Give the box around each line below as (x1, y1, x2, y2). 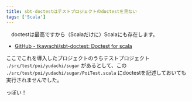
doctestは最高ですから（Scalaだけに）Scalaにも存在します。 (11, 30, 158, 38)
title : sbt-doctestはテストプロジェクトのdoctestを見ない (6, 8, 138, 15)
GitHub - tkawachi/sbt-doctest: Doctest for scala (14, 42, 133, 50)
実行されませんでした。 (6, 76, 63, 83)
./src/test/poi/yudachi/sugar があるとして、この (6, 62, 127, 69)
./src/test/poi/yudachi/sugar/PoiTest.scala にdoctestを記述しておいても (6, 69, 187, 76)
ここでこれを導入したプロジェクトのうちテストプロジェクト (6, 54, 150, 61)
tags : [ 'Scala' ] (6, 14, 46, 20)
